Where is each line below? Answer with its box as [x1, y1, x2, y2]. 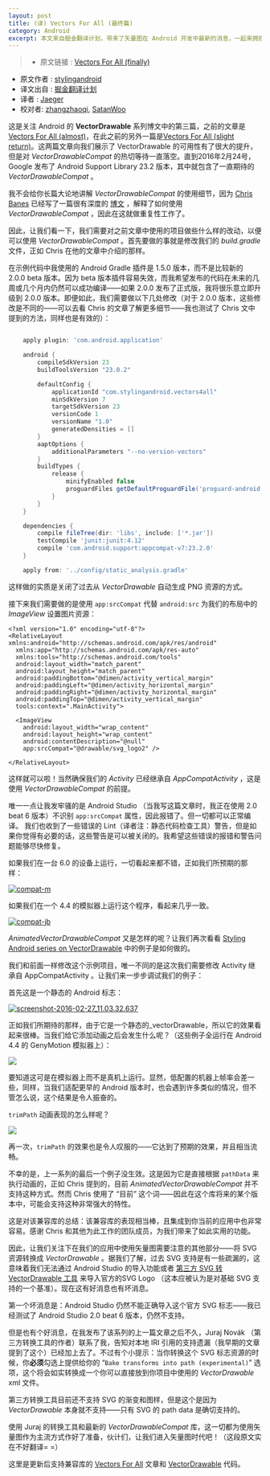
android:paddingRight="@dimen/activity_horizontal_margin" [15, 688, 218, 696]
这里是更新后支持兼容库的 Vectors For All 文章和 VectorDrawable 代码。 [8, 1459, 245, 1469]
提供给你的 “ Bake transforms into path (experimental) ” [63, 1357, 252, 1367]
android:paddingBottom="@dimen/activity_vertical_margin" [15, 674, 215, 682]
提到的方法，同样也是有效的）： [8, 313, 111, 323]
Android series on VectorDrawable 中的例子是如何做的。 [8, 943, 195, 953]
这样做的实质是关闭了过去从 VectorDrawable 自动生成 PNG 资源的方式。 [8, 582, 247, 591]
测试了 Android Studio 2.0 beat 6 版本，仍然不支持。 [14, 1310, 189, 1320]
